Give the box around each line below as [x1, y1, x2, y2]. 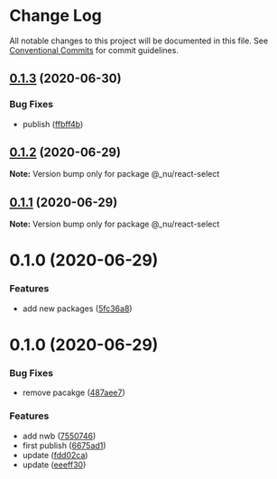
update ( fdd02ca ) [22, 449, 88, 460]
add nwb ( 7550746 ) [22, 430, 97, 441]
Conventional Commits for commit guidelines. [9, 44, 179, 55]
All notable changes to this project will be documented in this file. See [9, 35, 269, 46]
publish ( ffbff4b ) [22, 118, 84, 129]
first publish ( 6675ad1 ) [22, 439, 106, 451]
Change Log [9, 5, 102, 26]
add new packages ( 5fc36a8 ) [22, 303, 133, 314]
